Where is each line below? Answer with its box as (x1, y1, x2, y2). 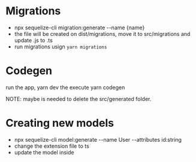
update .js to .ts (14, 36, 53, 44)
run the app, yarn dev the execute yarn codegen (5, 84, 125, 91)
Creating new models (5, 117, 114, 130)
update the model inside (14, 148, 74, 156)
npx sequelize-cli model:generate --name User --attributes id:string (14, 136, 182, 143)
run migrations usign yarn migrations (14, 43, 107, 50)
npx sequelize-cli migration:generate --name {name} (14, 24, 145, 31)
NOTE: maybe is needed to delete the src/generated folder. (5, 95, 152, 102)
